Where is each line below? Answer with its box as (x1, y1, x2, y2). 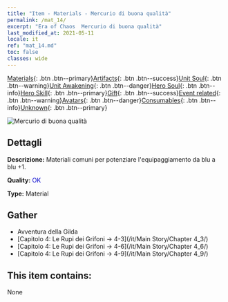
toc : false (7, 49, 39, 56)
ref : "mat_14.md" (7, 42, 57, 49)
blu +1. (7, 162, 26, 171)
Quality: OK (7, 176, 41, 184)
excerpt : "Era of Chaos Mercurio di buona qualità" (7, 23, 162, 30)
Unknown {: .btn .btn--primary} (20, 103, 108, 111)
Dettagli (7, 137, 42, 149)
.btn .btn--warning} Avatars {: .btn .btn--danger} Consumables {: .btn (7, 96, 198, 104)
